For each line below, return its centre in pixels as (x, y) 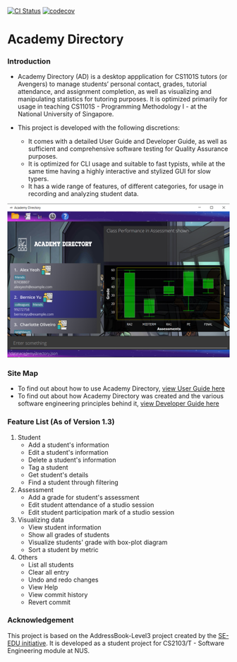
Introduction (29, 61)
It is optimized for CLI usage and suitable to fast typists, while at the (127, 164)
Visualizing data (41, 520)
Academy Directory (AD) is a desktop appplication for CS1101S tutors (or (122, 77)
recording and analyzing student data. (83, 194)
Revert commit (49, 602)
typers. (38, 179)
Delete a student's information (72, 460)
